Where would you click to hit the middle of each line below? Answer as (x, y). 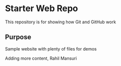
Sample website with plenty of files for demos (51, 49)
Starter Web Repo (42, 8)
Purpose (18, 37)
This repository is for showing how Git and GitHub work (60, 22)
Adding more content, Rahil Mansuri (41, 58)
